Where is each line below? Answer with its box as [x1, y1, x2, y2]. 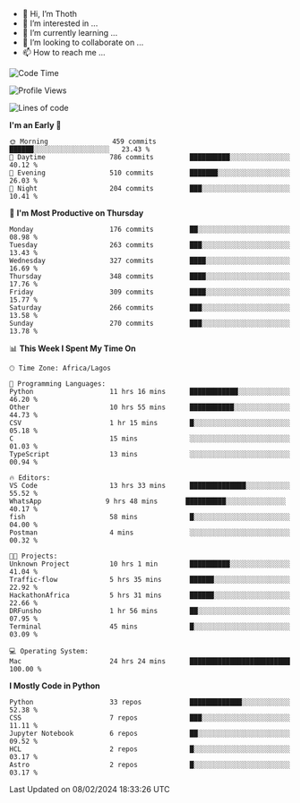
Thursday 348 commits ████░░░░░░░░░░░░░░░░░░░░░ [9, 272, 291, 281]
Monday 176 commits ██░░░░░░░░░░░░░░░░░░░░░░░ [9, 225, 291, 234]
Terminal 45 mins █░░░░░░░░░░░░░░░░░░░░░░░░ [9, 622, 291, 631]
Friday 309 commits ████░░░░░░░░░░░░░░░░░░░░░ [9, 287, 291, 296]
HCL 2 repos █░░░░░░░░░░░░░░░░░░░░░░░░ [9, 745, 291, 754]
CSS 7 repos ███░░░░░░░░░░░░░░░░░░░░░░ [9, 713, 291, 722]
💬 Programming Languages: [9, 380, 106, 389]
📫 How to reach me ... [21, 47, 106, 57]
